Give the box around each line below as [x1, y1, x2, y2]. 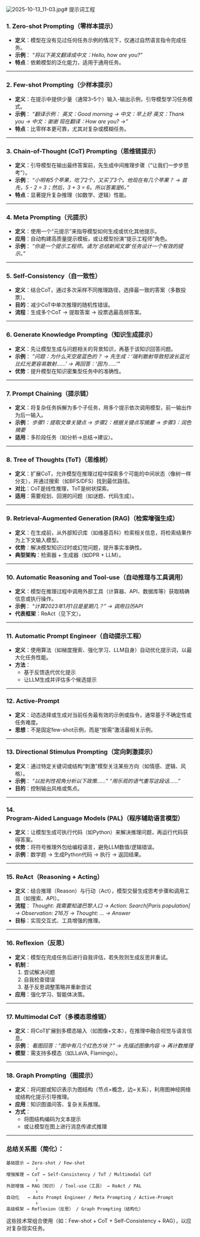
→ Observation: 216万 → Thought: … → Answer [14, 910, 131, 917]
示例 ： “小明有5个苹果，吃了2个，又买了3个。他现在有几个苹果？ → [14, 176, 181, 184]
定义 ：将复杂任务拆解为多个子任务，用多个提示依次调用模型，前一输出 [14, 404, 187, 412]
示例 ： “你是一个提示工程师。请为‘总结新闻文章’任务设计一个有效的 [14, 243, 178, 250]
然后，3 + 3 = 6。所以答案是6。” [51, 184, 129, 191]
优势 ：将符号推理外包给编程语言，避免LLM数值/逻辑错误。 [14, 843, 158, 851]
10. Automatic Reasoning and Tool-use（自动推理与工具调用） [6, 573, 187, 581]
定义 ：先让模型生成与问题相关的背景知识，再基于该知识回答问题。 [14, 345, 176, 352]
